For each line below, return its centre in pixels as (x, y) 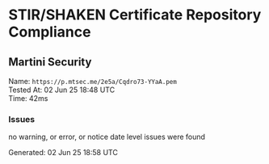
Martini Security (50, 62)
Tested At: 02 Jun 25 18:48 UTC (62, 90)
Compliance (50, 32)
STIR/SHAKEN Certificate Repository (135, 15)
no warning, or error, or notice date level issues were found (107, 137)
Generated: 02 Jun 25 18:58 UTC (63, 153)
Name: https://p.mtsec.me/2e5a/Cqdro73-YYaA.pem (93, 81)
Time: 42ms (28, 98)
